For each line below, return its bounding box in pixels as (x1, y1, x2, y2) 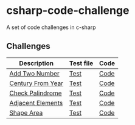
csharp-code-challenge (6, 4, 130, 18)
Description (19, 59, 54, 67)
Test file (69, 59, 94, 67)
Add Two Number (9, 69, 60, 77)
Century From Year (9, 79, 64, 88)
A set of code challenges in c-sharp (6, 24, 96, 31)
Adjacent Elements (9, 98, 63, 107)
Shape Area (9, 108, 43, 117)
